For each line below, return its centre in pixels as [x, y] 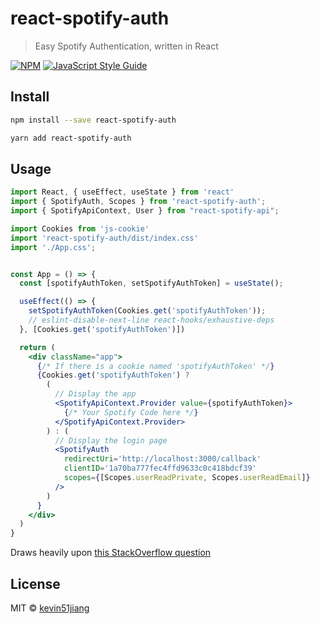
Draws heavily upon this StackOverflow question [111, 553]
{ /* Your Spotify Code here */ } [131, 412]
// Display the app [95, 394]
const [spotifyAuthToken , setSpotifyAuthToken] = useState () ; [151, 283]
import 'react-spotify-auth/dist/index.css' [104, 238]
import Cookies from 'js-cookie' [80, 228]
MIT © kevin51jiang [50, 608]
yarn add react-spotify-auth [71, 138]
